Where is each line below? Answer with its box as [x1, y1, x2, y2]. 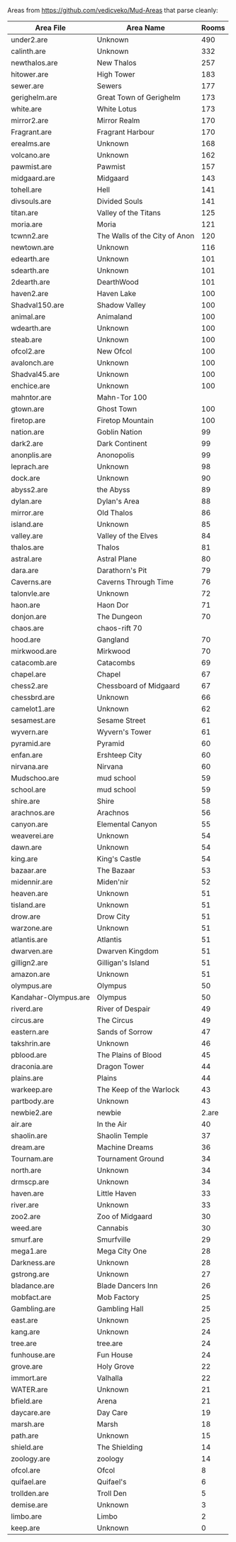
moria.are [11, 219, 43, 229]
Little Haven [96, 1188, 137, 1198]
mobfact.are [11, 1292, 52, 1302]
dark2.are [11, 439, 44, 448]
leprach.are [11, 461, 49, 471]
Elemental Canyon [96, 819, 157, 829]
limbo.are [11, 1511, 43, 1521]
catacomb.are [11, 658, 57, 667]
